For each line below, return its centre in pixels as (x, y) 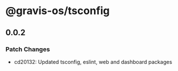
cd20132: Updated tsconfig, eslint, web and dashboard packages (93, 62)
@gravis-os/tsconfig (58, 11)
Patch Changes (28, 49)
